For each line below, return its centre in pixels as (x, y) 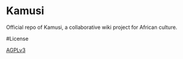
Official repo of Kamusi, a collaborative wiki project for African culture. (92, 27)
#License (17, 38)
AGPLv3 (16, 50)
